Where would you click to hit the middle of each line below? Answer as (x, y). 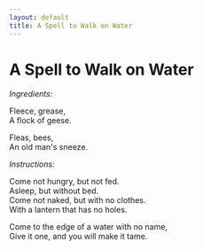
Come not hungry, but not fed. (64, 182)
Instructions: (32, 164)
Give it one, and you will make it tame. (78, 237)
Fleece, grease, (38, 111)
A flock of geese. (41, 121)
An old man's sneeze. (49, 147)
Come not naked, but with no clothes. (78, 200)
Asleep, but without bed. (54, 191)
